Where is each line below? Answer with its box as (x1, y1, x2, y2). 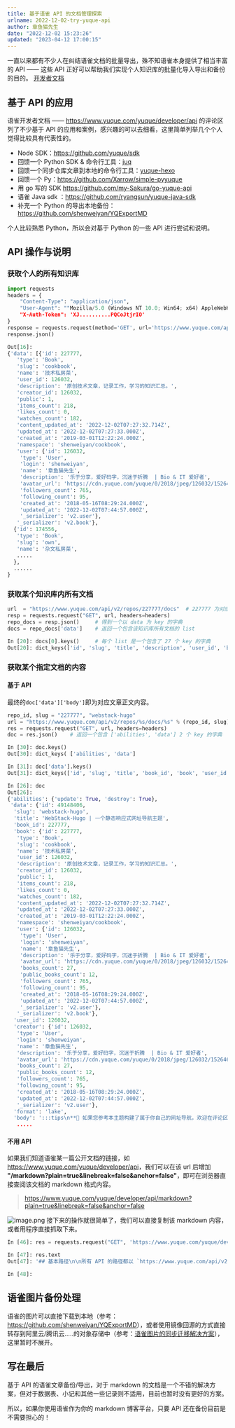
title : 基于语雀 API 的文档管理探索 (7, 10, 103, 18)
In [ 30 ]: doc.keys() (7, 744, 68, 751)
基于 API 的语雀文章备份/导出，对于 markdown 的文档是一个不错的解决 (7, 1380, 210, 1389)
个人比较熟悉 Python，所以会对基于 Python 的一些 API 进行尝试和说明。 (7, 224, 214, 232)
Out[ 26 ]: (7, 789, 33, 796)
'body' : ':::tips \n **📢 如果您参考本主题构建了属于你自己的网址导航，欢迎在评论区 (13, 1115, 229, 1122)
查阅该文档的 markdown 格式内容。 (13, 1180, 115, 1188)
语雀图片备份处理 (7, 1292, 81, 1304)
